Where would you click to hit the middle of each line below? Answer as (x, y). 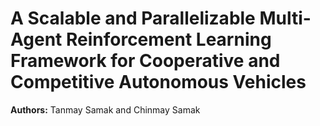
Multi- (285, 18)
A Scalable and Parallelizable (133, 18)
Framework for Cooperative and (145, 61)
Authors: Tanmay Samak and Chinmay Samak (105, 109)
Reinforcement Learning (168, 39)
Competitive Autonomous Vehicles (158, 82)
